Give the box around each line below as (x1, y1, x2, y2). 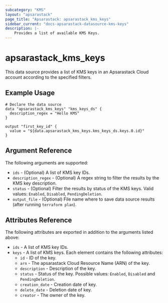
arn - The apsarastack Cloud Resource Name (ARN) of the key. (20, 260, 150, 266)
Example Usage (5, 89, 55, 97)
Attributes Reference (5, 216, 72, 224)
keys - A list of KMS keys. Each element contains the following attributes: (12, 249, 163, 256)
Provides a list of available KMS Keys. (14, 31, 100, 36)
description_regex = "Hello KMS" (10, 111, 80, 116)
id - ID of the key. (20, 255, 57, 261)
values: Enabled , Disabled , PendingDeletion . (12, 191, 103, 197)
